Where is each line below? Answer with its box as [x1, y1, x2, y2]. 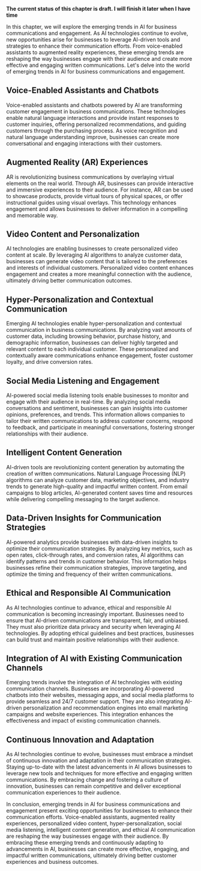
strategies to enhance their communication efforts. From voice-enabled [6, 42, 183, 49]
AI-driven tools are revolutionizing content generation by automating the [6, 463, 185, 470]
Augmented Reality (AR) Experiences [6, 157, 149, 167]
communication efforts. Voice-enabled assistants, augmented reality [6, 813, 176, 821]
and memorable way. [6, 211, 58, 219]
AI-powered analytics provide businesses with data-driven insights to [6, 539, 178, 546]
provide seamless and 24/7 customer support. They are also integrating [6, 698, 184, 705]
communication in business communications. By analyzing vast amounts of [6, 326, 192, 334]
